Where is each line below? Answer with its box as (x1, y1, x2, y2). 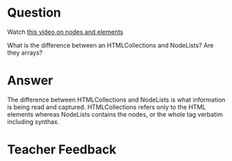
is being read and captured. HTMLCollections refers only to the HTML (7, 102, 206, 111)
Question (7, 5, 61, 21)
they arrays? (7, 48, 43, 57)
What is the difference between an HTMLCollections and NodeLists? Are (7, 41, 214, 49)
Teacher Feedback (7, 142, 116, 158)
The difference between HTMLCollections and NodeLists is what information (7, 95, 226, 104)
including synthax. (7, 117, 60, 126)
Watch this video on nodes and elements (7, 28, 123, 36)
